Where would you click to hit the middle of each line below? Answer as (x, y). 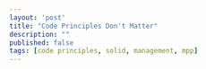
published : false (42, 43)
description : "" (39, 34)
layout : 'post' (38, 17)
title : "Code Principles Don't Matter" (84, 26)
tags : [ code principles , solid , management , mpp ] (104, 51)
